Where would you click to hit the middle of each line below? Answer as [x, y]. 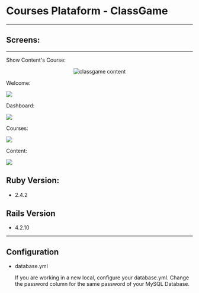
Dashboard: [20, 106]
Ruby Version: [33, 181]
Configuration [33, 252]
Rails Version [31, 213]
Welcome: [18, 83]
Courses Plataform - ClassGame [87, 11]
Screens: [23, 40]
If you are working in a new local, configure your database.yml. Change [102, 278]
